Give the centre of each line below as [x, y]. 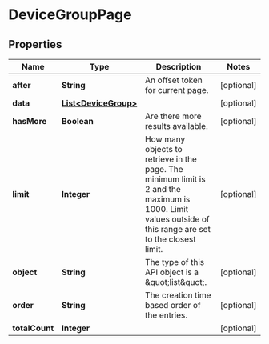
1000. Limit [167, 209]
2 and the [163, 189]
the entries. [167, 315]
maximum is [168, 199]
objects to [164, 149]
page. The [164, 169]
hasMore [30, 121]
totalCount [33, 328]
